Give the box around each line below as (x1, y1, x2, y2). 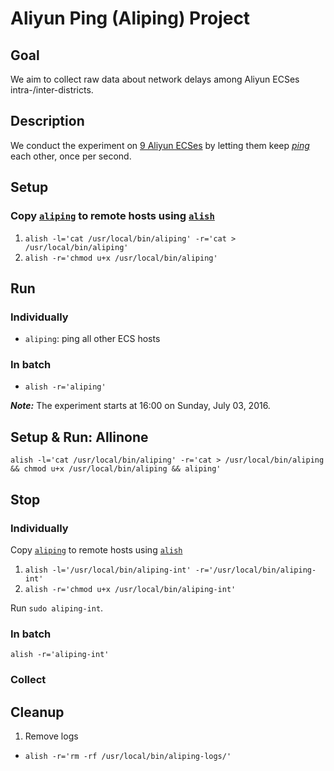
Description (10, 113, 85, 130)
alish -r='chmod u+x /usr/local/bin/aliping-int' (24, 584, 237, 594)
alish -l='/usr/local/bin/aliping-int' (24, 565, 192, 575)
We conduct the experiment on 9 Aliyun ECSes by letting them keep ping (10, 139, 310, 151)
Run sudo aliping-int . (10, 602, 104, 614)
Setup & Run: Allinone (10, 428, 149, 446)
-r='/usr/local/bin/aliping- (194, 565, 317, 575)
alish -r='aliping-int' (10, 650, 110, 660)
